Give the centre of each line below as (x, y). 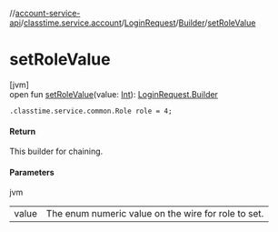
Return (23, 131)
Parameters (32, 172)
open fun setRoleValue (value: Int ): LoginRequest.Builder (114, 94)
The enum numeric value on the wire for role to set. (155, 214)
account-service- (48, 13)
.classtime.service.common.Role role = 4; (91, 111)
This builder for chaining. (56, 151)
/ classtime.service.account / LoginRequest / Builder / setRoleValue (138, 23)
